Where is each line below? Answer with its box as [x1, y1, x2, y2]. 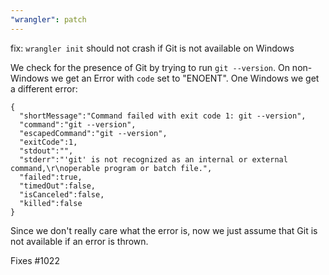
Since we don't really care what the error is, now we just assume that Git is [10, 224, 318, 236]
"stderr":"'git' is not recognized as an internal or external [19, 154, 288, 165]
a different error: [10, 82, 78, 95]
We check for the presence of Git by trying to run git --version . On [10, 61, 290, 73]
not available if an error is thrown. [10, 235, 149, 247]
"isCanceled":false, [19, 189, 105, 200]
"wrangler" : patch [10, 14, 87, 25]
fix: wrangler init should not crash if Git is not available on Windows [10, 42, 295, 54]
